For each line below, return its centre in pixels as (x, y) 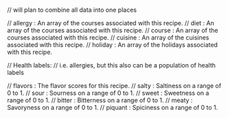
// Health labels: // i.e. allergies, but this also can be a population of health (112, 65)
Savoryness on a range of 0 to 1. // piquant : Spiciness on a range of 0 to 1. (113, 107)
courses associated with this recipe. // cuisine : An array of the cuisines (108, 38)
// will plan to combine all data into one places (72, 10)
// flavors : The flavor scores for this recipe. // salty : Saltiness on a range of (114, 86)
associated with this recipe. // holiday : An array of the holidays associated (113, 45)
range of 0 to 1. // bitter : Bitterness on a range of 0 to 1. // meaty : (100, 100)
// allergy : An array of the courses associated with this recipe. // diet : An (111, 23)
